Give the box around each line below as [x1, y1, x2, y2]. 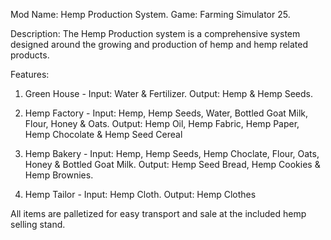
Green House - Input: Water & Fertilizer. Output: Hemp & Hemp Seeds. [24, 88, 313, 99]
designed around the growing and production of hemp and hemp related [10, 39, 309, 50]
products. [10, 49, 50, 61]
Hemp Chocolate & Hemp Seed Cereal [24, 129, 183, 140]
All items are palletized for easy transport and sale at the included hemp [10, 208, 307, 219]
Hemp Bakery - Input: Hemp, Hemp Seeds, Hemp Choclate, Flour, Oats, [24, 148, 320, 159]
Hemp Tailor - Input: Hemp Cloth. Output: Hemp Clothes [24, 189, 257, 200]
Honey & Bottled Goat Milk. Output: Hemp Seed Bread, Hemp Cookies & [24, 159, 321, 170]
